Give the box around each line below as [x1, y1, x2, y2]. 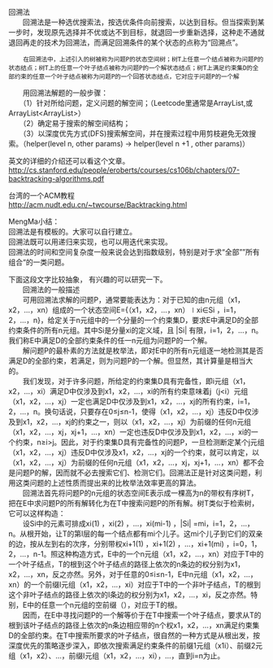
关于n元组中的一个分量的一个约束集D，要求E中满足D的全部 [61, 316, 258, 325]
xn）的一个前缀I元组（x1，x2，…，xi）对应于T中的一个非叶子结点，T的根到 [8, 580, 262, 589]
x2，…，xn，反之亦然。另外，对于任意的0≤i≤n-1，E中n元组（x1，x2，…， [8, 570, 258, 579]
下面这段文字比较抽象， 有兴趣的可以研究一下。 [8, 275, 167, 284]
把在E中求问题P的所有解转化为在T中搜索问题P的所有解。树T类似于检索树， [8, 499, 259, 508]
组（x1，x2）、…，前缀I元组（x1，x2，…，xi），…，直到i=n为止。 [8, 651, 225, 661]
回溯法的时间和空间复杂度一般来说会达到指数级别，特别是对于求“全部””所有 [8, 247, 260, 256]
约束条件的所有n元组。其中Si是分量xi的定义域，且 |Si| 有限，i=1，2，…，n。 [8, 325, 263, 335]
